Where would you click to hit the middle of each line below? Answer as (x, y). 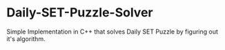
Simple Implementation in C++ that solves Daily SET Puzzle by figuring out (112, 32)
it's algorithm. (26, 38)
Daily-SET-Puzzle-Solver (80, 13)
